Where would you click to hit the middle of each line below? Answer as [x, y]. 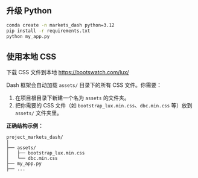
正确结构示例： [25, 126]
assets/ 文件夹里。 [38, 113]
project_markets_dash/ [35, 138]
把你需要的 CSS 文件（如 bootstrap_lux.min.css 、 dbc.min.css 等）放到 [104, 106]
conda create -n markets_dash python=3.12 [60, 25]
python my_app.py [28, 36]
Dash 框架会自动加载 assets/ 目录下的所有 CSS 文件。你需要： [84, 85]
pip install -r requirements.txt [48, 31]
